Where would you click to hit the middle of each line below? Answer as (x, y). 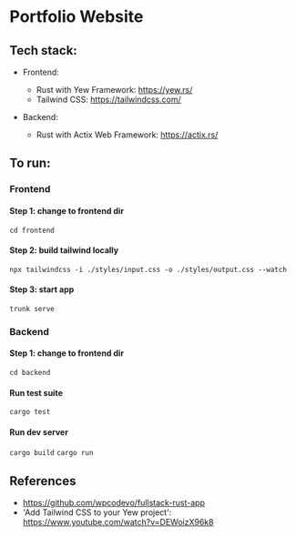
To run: (30, 163)
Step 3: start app (42, 289)
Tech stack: (43, 51)
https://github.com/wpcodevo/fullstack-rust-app (113, 503)
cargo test (30, 412)
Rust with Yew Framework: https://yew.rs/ (114, 90)
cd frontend (32, 230)
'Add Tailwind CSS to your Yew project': (97, 512)
